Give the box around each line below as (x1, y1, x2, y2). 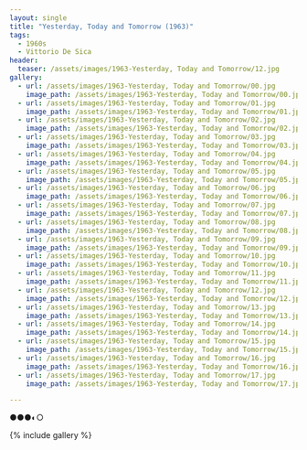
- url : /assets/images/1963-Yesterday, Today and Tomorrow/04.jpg (17, 149, 276, 158)
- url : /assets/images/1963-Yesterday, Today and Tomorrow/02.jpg (17, 115, 276, 124)
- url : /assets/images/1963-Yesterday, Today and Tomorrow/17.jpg (17, 370, 276, 380)
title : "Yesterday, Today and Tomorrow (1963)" (9, 22, 195, 31)
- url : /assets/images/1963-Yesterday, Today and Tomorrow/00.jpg (17, 81, 276, 91)
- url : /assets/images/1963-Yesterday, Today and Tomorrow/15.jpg (17, 337, 276, 346)
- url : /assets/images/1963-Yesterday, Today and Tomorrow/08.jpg (17, 217, 276, 227)
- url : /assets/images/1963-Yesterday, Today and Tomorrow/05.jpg (17, 166, 276, 176)
